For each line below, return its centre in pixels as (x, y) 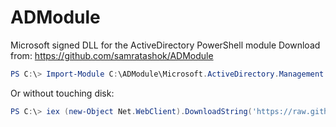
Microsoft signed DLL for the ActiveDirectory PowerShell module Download (165, 45)
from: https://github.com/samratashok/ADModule (112, 55)
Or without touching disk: (62, 93)
